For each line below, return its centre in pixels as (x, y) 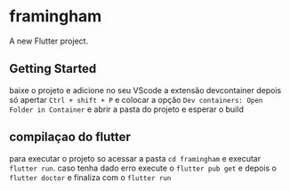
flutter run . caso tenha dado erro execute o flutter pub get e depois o (143, 168)
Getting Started (53, 69)
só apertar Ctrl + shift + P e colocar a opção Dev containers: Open (136, 99)
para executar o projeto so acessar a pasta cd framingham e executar (135, 158)
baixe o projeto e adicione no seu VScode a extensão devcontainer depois (145, 90)
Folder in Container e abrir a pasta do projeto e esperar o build (127, 109)
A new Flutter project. (49, 41)
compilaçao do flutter (70, 137)
